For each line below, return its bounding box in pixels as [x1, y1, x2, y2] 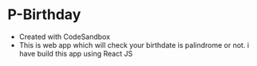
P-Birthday [7, 6, 81, 24]
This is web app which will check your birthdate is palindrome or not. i [18, 40, 250, 49]
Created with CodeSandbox [18, 32, 111, 41]
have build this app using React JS [18, 49, 133, 58]
